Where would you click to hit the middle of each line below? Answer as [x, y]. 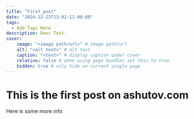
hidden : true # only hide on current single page [79, 66]
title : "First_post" [31, 11]
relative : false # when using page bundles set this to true [93, 60]
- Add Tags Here [31, 28]
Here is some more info [34, 111]
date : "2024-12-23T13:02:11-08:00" [50, 17]
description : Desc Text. [36, 33]
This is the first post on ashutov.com [98, 95]
